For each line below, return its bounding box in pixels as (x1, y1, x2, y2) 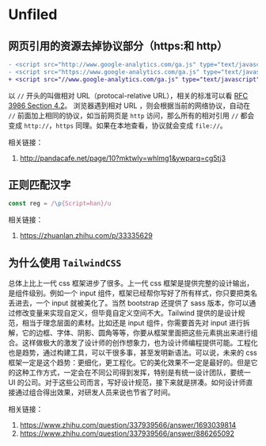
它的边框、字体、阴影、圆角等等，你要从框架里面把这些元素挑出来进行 (21, 328, 251, 338)
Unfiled (8, 6, 58, 24)
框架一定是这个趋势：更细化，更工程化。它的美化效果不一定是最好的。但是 (8, 358, 251, 367)
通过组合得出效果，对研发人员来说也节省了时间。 (14, 387, 175, 398)
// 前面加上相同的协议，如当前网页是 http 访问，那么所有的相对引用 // (8, 110, 239, 120)
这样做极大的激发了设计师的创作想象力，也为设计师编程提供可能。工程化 (21, 338, 258, 348)
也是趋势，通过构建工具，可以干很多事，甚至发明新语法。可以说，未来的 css (8, 348, 257, 358)
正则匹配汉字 (8, 179, 71, 192)
